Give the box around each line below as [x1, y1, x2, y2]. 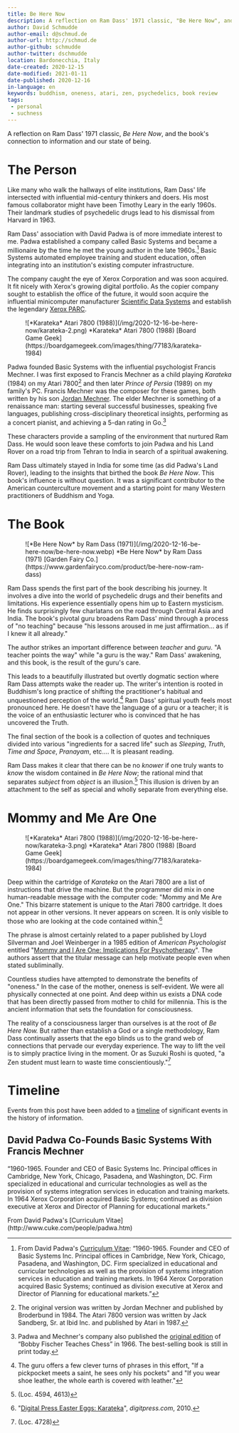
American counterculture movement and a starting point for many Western [7, 484, 226, 492]
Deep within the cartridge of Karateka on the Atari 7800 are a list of [7, 877, 205, 886]
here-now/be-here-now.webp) [25, 547, 115, 556]
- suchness [10, 110, 43, 117]
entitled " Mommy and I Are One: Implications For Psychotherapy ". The [7, 945, 213, 954]
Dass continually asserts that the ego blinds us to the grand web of [7, 1033, 204, 1042]
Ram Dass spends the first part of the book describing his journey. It [7, 583, 208, 592]
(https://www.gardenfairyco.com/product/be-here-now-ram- [25, 562, 204, 570]
